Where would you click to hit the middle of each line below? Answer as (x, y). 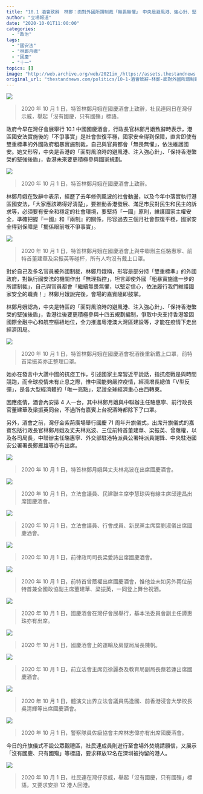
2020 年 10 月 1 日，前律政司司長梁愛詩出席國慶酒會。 (88, 557)
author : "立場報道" (29, 18)
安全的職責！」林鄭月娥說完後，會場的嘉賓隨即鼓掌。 (77, 294)
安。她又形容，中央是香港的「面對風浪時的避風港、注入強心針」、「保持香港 (99, 152)
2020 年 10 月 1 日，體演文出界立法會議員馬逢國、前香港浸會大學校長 (107, 701)
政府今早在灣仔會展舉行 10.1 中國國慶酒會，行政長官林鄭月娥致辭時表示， (97, 129)
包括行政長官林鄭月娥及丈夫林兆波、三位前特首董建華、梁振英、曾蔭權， (101, 430)
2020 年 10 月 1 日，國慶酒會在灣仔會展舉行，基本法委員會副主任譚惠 (107, 613)
